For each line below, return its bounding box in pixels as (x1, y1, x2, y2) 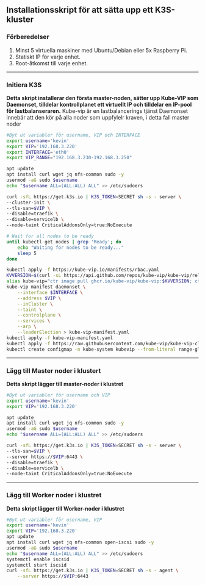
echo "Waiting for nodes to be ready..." (17, 244, 124, 251)
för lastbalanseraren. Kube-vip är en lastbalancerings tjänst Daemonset (6, 107, 188, 115)
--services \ (17, 318, 51, 324)
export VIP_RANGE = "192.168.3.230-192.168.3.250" (6, 155, 132, 161)
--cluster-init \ (6, 199, 51, 206)
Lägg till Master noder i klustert (6, 366, 101, 375)
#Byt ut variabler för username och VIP (6, 392, 111, 398)
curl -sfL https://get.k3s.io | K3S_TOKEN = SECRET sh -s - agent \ (6, 567, 179, 574)
